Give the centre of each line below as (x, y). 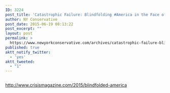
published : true (22, 48)
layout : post (19, 33)
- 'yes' (18, 57)
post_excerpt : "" (24, 29)
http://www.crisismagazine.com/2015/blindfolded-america (66, 85)
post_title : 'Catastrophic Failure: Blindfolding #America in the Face (82, 15)
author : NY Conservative (31, 19)
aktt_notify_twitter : (28, 52)
